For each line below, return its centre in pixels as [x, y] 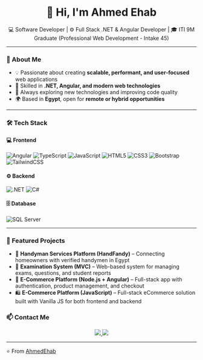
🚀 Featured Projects [36, 240]
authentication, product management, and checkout [80, 286]
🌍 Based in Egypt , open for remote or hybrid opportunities [90, 99]
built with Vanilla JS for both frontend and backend [78, 301]
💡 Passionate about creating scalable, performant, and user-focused [102, 72]
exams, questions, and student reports [63, 273]
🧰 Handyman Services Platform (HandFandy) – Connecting [90, 254]
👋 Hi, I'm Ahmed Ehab [101, 12]
